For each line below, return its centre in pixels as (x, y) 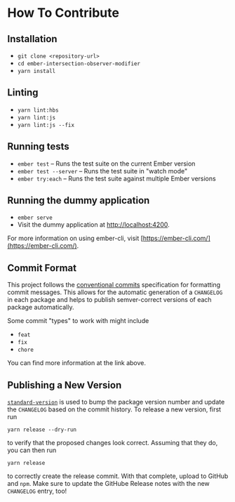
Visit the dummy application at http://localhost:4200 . (93, 225)
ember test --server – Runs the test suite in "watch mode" (102, 171)
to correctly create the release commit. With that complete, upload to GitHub (118, 476)
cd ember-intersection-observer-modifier (79, 64)
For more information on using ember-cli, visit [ (75, 238)
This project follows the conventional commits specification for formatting (114, 285)
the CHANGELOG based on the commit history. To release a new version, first (114, 409)
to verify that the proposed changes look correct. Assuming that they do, (113, 443)
